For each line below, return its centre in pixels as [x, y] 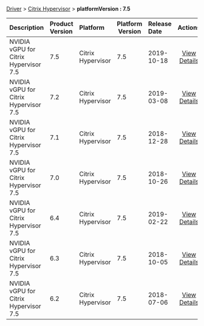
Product [62, 24]
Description [27, 28]
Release [160, 24]
